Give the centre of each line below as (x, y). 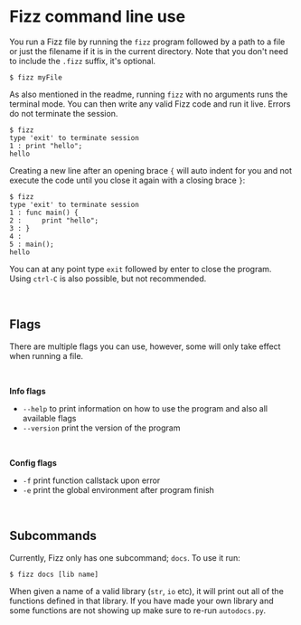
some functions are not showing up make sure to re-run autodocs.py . (138, 610)
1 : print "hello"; (46, 146)
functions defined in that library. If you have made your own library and (141, 601)
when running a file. (47, 355)
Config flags (33, 462)
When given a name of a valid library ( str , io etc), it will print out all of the (147, 591)
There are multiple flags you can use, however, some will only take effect (145, 346)
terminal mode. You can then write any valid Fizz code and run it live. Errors (150, 104)
